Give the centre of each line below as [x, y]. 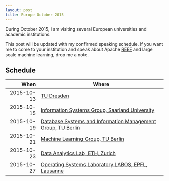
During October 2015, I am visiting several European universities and [76, 29]
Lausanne [52, 171]
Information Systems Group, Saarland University [98, 110]
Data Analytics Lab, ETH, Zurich [78, 153]
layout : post [19, 10]
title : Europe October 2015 [35, 15]
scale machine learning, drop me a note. [47, 54]
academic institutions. [28, 34]
